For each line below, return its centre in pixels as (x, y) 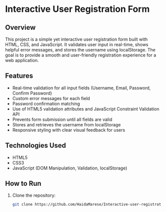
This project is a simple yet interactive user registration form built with (76, 39)
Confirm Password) (32, 93)
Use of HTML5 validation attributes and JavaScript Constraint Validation (86, 109)
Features (19, 76)
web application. (22, 60)
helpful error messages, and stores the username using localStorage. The (81, 50)
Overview (21, 27)
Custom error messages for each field (51, 98)
